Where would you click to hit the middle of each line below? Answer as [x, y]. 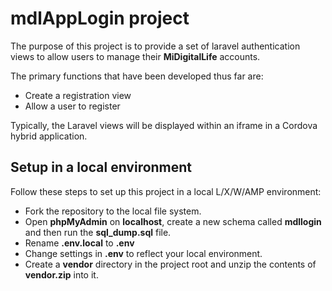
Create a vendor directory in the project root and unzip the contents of [170, 264]
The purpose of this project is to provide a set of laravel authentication [155, 46]
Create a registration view [78, 95]
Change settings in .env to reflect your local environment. [143, 253]
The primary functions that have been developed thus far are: [137, 76]
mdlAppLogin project [100, 18]
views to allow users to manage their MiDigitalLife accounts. [135, 56]
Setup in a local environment [101, 167]
